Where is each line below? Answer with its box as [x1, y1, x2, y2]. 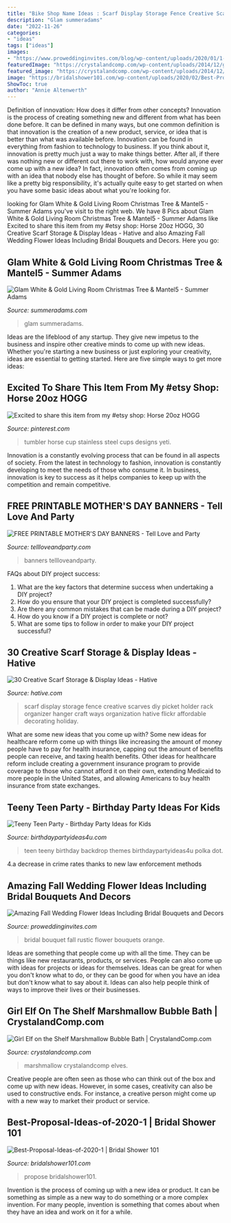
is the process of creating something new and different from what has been [7, 113, 221, 121]
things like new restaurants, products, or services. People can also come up [7, 956, 222, 965]
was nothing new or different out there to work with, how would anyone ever [7, 157, 223, 165]
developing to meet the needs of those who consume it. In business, [7, 466, 201, 474]
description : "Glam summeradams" [7, 17, 103, 23]
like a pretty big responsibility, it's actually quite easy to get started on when [7, 179, 223, 187]
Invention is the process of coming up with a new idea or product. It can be [7, 1186, 220, 1194]
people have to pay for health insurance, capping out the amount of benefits [7, 745, 223, 753]
